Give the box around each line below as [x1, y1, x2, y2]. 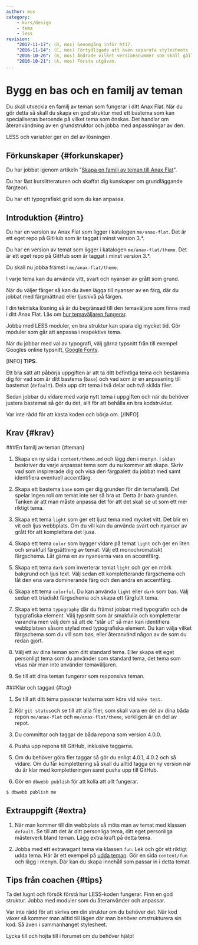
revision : [6, 36, 31, 42]
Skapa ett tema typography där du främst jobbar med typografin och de [14, 606, 187, 613]
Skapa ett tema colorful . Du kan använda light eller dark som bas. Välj [14, 588, 189, 595]
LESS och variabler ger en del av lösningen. [6, 134, 112, 141]
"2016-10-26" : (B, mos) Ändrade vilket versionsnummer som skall [16, 53, 181, 59]
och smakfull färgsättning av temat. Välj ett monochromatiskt [14, 546, 163, 553]
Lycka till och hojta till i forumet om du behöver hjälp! [6, 933, 134, 940]
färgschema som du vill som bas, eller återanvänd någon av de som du [14, 630, 187, 637]
